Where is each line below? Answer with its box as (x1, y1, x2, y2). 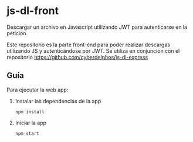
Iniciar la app (15, 119, 46, 126)
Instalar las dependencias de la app (15, 97, 101, 104)
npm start (15, 130, 40, 136)
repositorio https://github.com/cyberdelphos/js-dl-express (6, 53, 148, 60)
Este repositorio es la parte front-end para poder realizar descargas (6, 41, 171, 48)
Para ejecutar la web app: (6, 86, 69, 93)
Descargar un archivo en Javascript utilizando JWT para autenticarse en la (6, 23, 187, 31)
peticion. (6, 29, 28, 36)
